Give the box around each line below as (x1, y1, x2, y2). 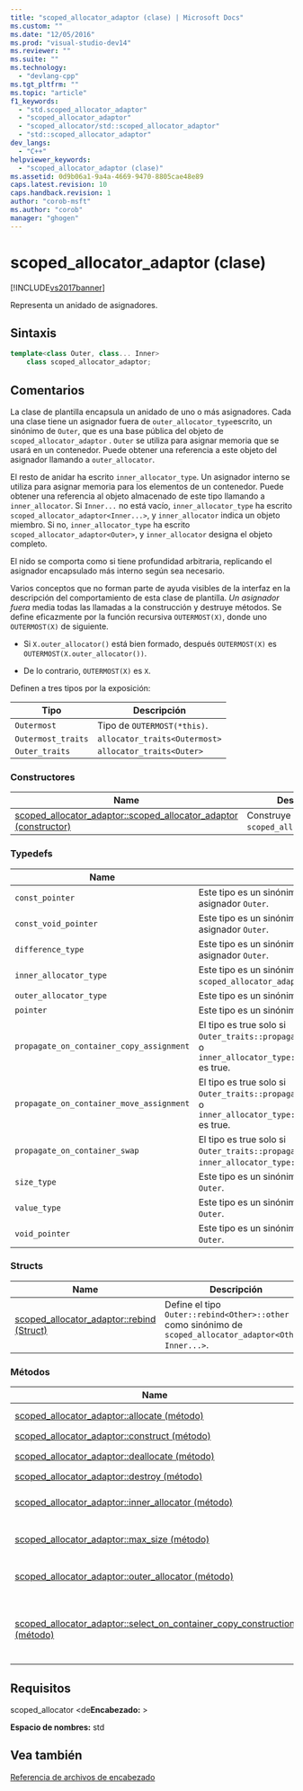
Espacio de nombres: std (10, 1722, 105, 1733)
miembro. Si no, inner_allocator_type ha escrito (10, 519, 191, 530)
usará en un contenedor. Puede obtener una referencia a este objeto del (10, 444, 278, 455)
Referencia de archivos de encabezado (10, 1771, 156, 1782)
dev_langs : (10, 138, 51, 147)
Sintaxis (10, 325, 58, 341)
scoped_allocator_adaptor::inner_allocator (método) (14, 1496, 233, 1509)
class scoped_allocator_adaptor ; (26, 358, 152, 367)
